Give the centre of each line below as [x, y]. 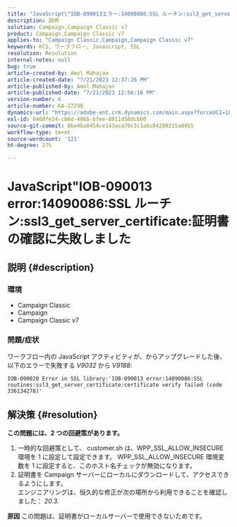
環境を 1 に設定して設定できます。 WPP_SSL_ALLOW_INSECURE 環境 [118, 457]
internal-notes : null [39, 60]
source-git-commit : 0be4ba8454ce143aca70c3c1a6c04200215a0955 [101, 126]
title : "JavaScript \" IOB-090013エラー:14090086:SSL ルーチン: [97, 14]
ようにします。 [45, 483]
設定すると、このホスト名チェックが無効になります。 [119, 466]
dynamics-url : [28, 112]
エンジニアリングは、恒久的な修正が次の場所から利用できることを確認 [120, 492]
